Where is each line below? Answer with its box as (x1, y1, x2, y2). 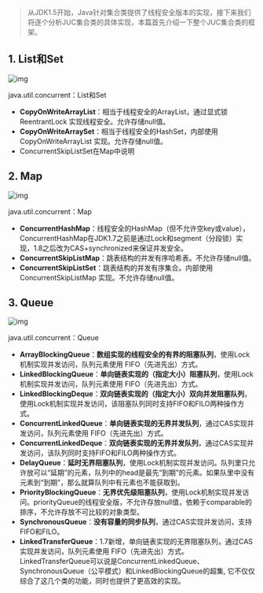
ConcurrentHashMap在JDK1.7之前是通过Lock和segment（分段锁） (19, 233, 236, 243)
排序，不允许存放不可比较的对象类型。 (19, 507, 144, 517)
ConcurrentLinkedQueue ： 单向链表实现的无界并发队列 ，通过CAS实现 (19, 419, 247, 428)
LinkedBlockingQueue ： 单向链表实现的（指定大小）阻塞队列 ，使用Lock (19, 369, 254, 379)
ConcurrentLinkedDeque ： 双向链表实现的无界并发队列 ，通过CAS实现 (19, 439, 247, 448)
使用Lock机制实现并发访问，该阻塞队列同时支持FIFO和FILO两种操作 (19, 399, 238, 409)
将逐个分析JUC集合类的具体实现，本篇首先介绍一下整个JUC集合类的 (27, 17, 249, 27)
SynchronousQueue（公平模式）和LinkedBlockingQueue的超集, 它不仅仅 (19, 566, 255, 576)
